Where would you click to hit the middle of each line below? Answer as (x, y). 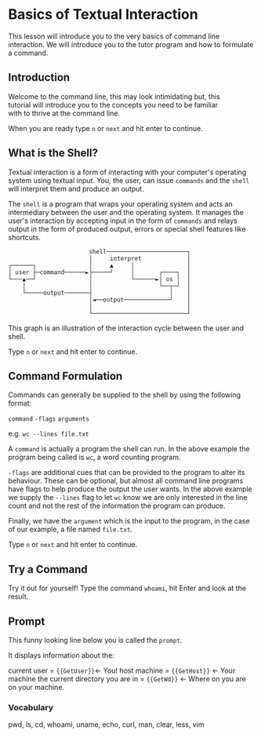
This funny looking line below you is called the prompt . (95, 640)
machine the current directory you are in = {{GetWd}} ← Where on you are (127, 679)
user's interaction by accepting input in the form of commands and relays (123, 221)
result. (18, 597)
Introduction (39, 77)
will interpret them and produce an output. (76, 188)
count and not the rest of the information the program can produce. (117, 506)
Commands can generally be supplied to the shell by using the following (125, 395)
